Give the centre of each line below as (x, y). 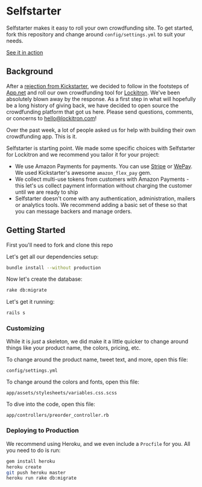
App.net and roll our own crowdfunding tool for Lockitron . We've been (93, 93)
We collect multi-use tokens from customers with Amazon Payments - (102, 179)
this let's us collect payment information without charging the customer (103, 185)
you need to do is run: (33, 450)
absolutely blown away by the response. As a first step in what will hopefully (101, 99)
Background (30, 72)
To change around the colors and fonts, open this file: (73, 382)
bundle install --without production (54, 267)
